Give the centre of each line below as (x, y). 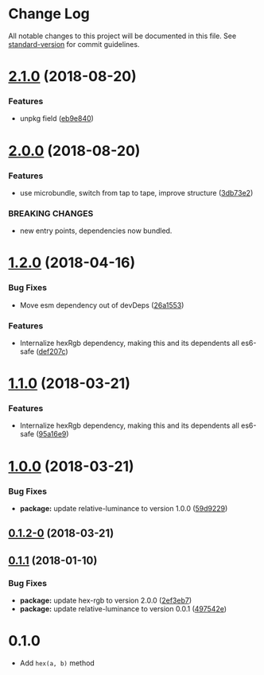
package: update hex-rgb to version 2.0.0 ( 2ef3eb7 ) (106, 600)
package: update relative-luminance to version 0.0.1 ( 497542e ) (123, 609)
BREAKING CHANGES (51, 213)
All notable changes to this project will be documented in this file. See (122, 36)
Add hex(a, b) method (57, 663)
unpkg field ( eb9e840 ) (56, 118)
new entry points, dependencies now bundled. (96, 231)
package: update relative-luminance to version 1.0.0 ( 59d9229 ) (124, 508)
